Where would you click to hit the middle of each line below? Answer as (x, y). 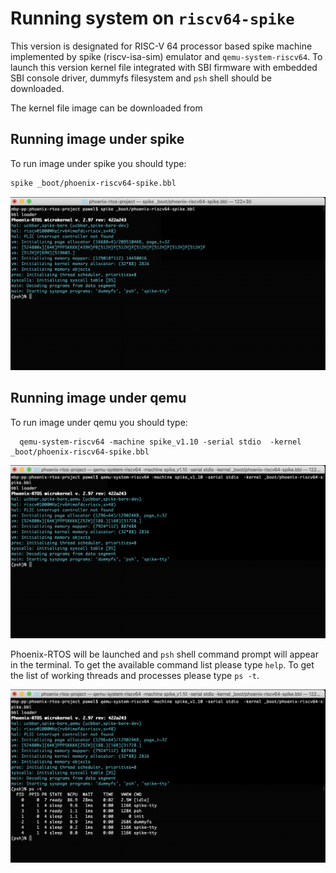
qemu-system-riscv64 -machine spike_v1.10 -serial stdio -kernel (160, 442)
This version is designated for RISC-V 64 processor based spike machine (161, 46)
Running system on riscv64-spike (152, 18)
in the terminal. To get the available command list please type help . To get (162, 664)
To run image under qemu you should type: (99, 422)
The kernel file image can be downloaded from (106, 108)
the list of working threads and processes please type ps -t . (135, 675)
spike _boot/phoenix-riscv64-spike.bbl (93, 183)
